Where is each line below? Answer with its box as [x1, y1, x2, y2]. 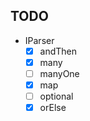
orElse [39, 102, 67, 114]
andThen [39, 45, 78, 57]
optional [39, 90, 74, 103]
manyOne [39, 67, 80, 79]
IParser [24, 34, 55, 46]
